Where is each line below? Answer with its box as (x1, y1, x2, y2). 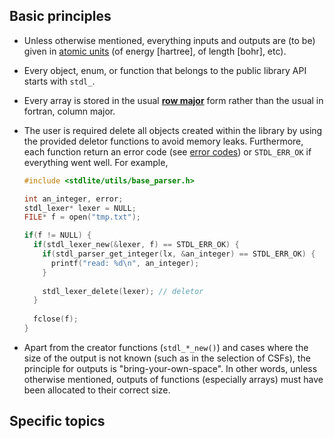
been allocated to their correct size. (23, 384, 171, 396)
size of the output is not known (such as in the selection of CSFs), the (23, 352, 311, 364)
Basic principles (9, 8, 112, 25)
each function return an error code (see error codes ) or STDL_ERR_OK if (23, 145, 312, 158)
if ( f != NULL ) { (23, 230, 92, 241)
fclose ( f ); (33, 314, 79, 324)
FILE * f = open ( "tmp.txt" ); (23, 212, 141, 223)
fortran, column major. (23, 105, 116, 117)
